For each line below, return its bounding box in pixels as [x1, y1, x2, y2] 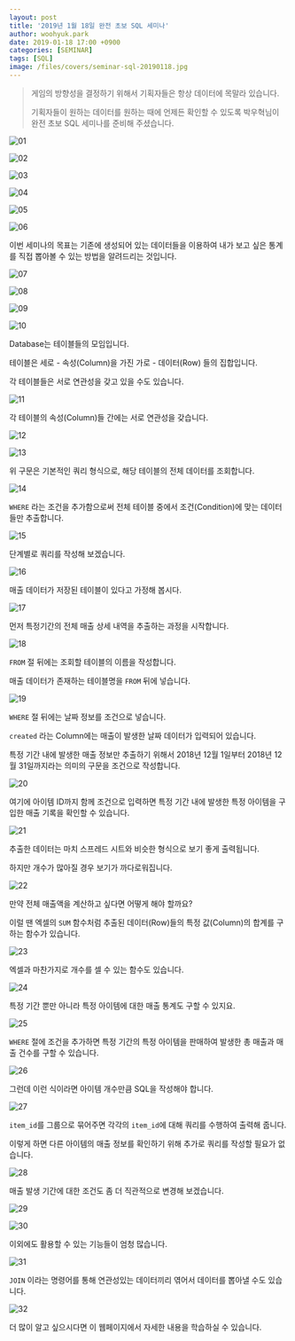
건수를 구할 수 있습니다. [18, 1047, 99, 1058]
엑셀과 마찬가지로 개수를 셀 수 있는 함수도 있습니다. [9, 964, 184, 975]
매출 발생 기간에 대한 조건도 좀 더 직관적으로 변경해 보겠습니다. [9, 1185, 224, 1196]
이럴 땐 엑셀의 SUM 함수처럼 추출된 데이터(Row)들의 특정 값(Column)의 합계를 [9, 917, 275, 928]
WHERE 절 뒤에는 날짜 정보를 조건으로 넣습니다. [9, 711, 167, 722]
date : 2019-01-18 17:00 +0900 [9, 37, 121, 47]
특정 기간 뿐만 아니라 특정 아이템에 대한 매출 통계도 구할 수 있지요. [9, 1000, 236, 1011]
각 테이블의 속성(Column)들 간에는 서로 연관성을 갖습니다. [9, 412, 209, 422]
